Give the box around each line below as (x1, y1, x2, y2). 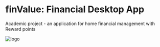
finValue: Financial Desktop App (5, 4, 145, 15)
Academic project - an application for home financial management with (5, 20, 155, 27)
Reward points (5, 26, 36, 32)
